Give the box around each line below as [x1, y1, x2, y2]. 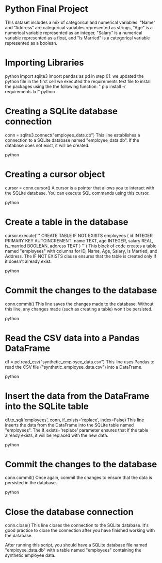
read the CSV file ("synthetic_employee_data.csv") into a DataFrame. [5, 364, 143, 370]
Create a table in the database [5, 216, 129, 227]
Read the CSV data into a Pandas [5, 332, 140, 343]
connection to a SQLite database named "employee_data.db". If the [5, 137, 140, 143]
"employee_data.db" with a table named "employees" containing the [5, 547, 142, 553]
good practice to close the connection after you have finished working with [5, 528, 155, 533]
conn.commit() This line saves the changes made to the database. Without [5, 301, 154, 307]
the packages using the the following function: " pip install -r [5, 84, 126, 89]
